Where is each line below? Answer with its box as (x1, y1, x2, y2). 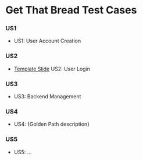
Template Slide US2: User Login (13, 65, 91, 72)
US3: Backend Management (13, 93, 81, 100)
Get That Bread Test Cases (5, 3, 137, 17)
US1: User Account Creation (13, 37, 81, 44)
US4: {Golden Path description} (13, 120, 90, 128)
